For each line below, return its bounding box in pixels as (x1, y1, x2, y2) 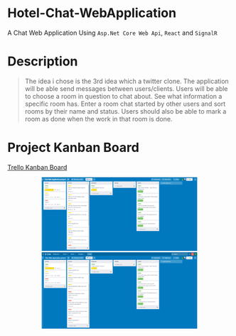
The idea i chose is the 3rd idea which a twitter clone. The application (24, 77, 229, 85)
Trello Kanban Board (7, 163, 68, 171)
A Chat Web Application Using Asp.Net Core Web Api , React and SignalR (7, 28, 218, 37)
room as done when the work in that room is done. (24, 114, 173, 123)
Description (7, 53, 78, 70)
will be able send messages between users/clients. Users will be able (24, 84, 229, 93)
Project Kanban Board (7, 140, 140, 156)
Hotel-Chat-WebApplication (7, 5, 176, 21)
